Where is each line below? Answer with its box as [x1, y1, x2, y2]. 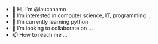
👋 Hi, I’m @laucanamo [11, 6, 66, 12]
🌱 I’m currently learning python [11, 18, 89, 25]
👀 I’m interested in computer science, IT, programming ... [11, 12, 153, 19]
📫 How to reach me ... [11, 32, 68, 38]
